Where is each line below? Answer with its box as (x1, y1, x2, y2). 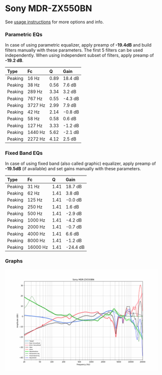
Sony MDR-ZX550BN (5, 3, 92, 14)
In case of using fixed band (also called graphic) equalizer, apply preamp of (5, 161, 156, 166)
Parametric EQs (5, 31, 43, 38)
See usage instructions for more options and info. (5, 19, 104, 25)
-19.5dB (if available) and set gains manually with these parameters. (5, 166, 142, 172)
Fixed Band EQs (5, 149, 43, 156)
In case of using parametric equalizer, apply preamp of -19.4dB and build (5, 42, 152, 48)
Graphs (5, 258, 23, 264)
